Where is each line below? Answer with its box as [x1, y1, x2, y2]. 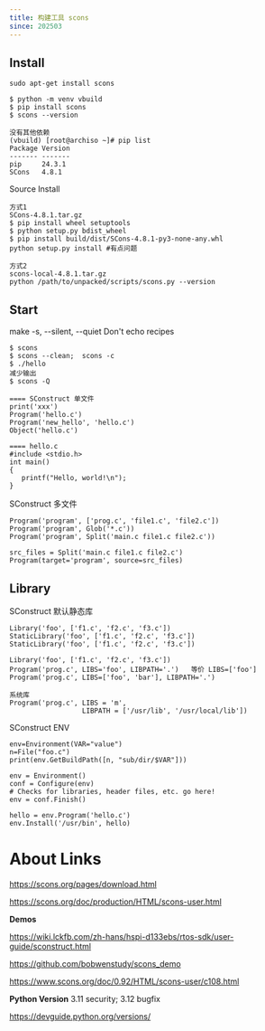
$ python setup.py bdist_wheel [9, 227, 127, 236]
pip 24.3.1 [9, 160, 67, 169]
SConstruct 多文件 [9, 498, 78, 509]
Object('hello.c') [9, 426, 78, 435]
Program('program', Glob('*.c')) [9, 525, 135, 534]
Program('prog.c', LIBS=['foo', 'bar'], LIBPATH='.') [9, 673, 216, 682]
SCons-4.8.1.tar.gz [9, 211, 83, 220]
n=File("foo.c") [9, 747, 70, 756]
